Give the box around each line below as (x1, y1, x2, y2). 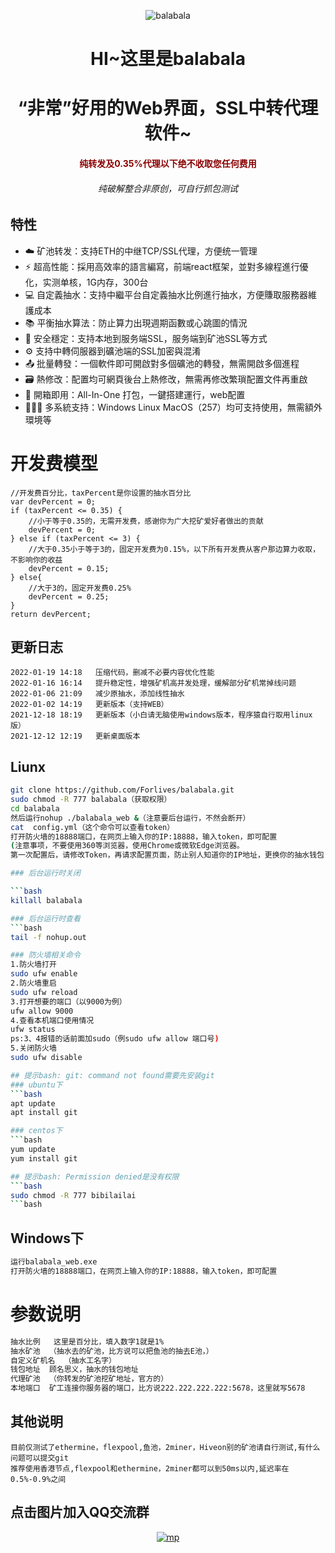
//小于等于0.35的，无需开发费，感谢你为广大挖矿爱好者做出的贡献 (28, 516, 264, 526)
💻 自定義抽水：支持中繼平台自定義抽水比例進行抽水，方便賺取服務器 (24, 288, 309, 300)
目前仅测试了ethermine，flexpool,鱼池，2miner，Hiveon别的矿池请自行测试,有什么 (10, 1442, 321, 1452)
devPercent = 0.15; (28, 563, 110, 574)
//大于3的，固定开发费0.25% (28, 583, 132, 593)
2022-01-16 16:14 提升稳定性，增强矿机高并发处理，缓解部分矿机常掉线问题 (10, 678, 297, 689)
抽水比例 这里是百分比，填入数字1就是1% (10, 1336, 165, 1347)
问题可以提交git (10, 1453, 69, 1463)
